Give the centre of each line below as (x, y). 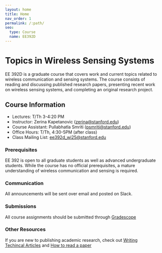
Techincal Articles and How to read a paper (48, 245)
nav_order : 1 (18, 18)
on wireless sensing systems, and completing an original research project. (79, 89)
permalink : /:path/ (25, 23)
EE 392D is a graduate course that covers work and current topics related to (81, 74)
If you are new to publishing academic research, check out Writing (71, 240)
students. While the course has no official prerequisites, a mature (70, 165)
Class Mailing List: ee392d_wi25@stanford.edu (59, 137)
